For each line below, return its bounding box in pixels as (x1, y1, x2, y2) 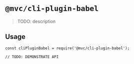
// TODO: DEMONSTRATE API (5, 54, 59, 59)
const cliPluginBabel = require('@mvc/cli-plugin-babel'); (5, 46, 130, 51)
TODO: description (17, 18, 56, 24)
